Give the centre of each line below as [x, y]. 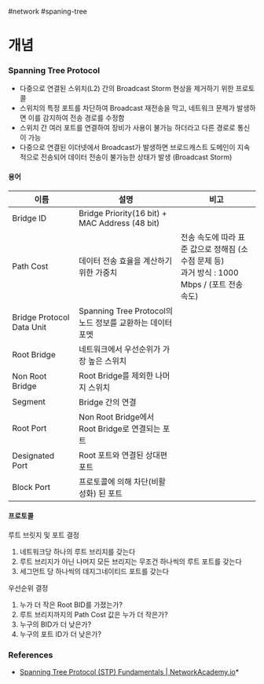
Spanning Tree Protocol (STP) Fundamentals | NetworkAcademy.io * [129, 672]
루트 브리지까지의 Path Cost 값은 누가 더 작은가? [93, 614]
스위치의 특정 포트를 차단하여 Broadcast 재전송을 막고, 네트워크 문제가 [127, 108]
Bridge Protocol [41, 317]
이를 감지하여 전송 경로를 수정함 [76, 118]
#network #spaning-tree [48, 11]
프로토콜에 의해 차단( [115, 481]
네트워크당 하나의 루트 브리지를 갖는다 [77, 551]
